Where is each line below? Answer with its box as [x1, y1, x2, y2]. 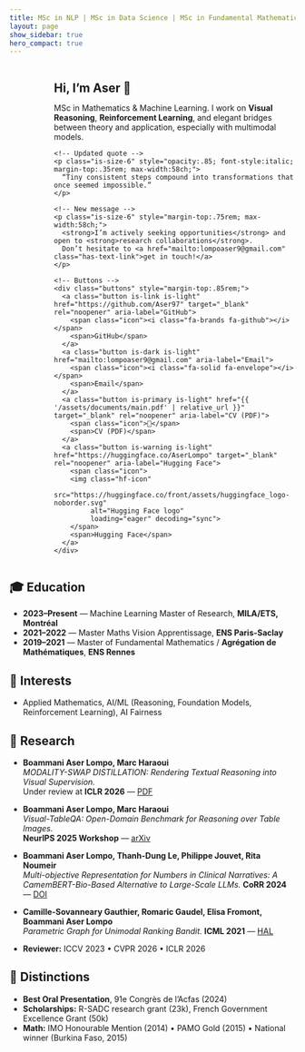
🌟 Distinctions [9, 969, 91, 985]
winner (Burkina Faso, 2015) [22, 1032, 128, 1043]
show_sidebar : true [9, 30, 84, 39]
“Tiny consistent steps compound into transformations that [62, 172, 294, 182]
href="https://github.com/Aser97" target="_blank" [54, 300, 250, 309]
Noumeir [22, 860, 57, 871]
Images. [22, 823, 54, 834]
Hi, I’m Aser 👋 [54, 80, 132, 95]
